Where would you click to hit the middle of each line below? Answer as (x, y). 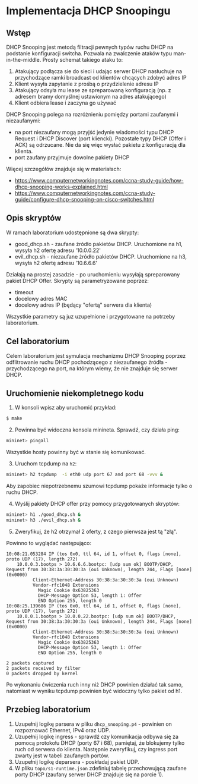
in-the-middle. (24, 60)
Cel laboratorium (38, 341)
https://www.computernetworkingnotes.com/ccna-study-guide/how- (99, 180)
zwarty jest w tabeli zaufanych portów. (62, 755)
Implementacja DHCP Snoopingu (88, 11)
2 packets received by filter (44, 668)
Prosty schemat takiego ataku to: (83, 60)
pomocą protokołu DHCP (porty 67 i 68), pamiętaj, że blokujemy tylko (100, 743)
